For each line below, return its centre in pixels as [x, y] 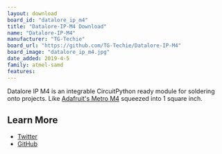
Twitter [27, 137]
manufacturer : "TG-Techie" [46, 39]
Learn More [33, 120]
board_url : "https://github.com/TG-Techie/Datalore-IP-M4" [94, 46]
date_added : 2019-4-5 [39, 59]
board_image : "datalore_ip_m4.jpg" [59, 52]
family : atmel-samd [35, 65]
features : [22, 71]
